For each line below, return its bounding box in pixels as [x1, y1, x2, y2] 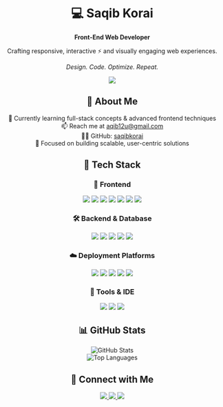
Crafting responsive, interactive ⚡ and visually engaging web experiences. [7, 46, 217, 55]
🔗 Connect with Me [70, 373, 154, 385]
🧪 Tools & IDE [89, 287, 135, 297]
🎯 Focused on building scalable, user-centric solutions [35, 139, 189, 147]
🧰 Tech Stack [83, 159, 141, 171]
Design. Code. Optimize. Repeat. [65, 63, 159, 71]
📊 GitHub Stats [78, 324, 146, 336]
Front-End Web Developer [74, 32, 150, 41]
